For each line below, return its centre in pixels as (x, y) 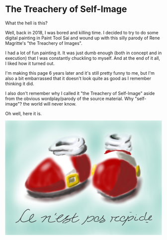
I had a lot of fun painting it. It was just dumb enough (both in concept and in (83, 53)
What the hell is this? (27, 23)
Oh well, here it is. (24, 114)
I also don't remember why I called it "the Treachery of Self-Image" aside (80, 93)
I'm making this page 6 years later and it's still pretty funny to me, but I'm (80, 73)
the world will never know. (50, 104)
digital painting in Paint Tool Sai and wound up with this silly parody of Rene (83, 38)
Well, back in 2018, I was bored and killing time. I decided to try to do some (82, 32)
